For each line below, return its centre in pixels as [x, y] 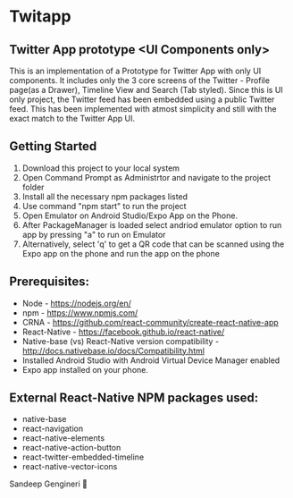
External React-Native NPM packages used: [134, 398]
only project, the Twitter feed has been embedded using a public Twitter [142, 99]
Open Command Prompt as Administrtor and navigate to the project [146, 177]
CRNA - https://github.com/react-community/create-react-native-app [150, 322]
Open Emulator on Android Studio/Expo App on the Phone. [130, 215]
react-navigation [53, 429]
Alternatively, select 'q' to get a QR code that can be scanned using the [153, 244]
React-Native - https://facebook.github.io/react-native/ [123, 332]
